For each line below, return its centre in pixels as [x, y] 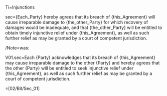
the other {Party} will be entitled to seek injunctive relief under [69, 68]
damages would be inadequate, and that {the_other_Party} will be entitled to [84, 27]
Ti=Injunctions [20, 7]
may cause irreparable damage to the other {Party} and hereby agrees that [82, 63]
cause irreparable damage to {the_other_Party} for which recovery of [77, 22]
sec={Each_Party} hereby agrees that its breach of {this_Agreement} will [80, 17]
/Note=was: [17, 48]
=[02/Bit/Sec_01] [23, 88]
